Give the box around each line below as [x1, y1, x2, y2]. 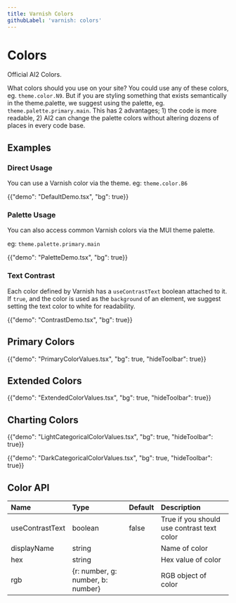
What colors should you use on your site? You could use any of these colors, [7, 84, 230, 92]
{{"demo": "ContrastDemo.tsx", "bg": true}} [7, 315, 133, 324]
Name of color [160, 543, 209, 553]
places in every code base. [7, 121, 86, 130]
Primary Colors [7, 336, 75, 348]
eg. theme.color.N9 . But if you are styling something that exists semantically [7, 91, 227, 100]
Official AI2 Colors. [7, 70, 62, 79]
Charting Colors [7, 414, 79, 426]
